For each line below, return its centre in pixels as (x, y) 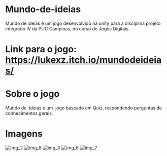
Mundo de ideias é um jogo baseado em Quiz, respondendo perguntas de (84, 108)
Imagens (24, 134)
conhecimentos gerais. (29, 113)
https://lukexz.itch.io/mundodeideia (83, 60)
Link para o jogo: (41, 49)
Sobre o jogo (32, 94)
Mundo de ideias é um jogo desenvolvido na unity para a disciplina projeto (83, 23)
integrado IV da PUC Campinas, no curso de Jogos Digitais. (68, 28)
